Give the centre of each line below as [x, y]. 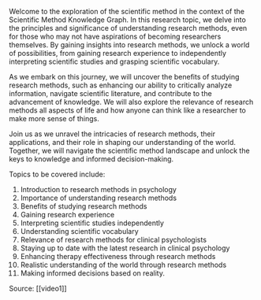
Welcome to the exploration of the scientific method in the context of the [127, 11]
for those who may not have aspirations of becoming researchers [115, 36]
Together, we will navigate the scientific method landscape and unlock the [130, 150]
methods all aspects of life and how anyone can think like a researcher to [128, 110]
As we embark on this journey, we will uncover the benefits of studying [124, 77]
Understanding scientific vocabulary [79, 231]
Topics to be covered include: [57, 174]
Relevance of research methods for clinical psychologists [114, 240]
